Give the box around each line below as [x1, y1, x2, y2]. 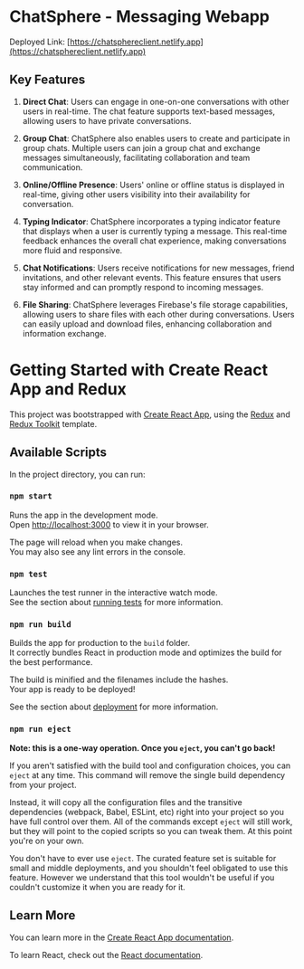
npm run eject [9, 724, 71, 735]
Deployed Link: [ [9, 36, 71, 47]
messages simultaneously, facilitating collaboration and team [22, 152, 251, 163]
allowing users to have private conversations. [22, 115, 192, 126]
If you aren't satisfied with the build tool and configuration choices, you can [9, 760, 291, 771]
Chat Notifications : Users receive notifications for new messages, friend [22, 262, 295, 273]
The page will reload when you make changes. [9, 537, 184, 547]
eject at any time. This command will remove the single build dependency [9, 769, 286, 780]
